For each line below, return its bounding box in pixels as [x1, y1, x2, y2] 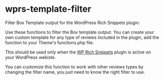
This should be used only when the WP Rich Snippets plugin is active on [5, 49, 151, 55]
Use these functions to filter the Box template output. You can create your [5, 29, 155, 35]
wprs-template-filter [5, 3, 92, 15]
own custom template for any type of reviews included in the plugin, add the [5, 34, 160, 40]
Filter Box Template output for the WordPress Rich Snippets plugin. [5, 20, 140, 26]
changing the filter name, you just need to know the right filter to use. [5, 69, 145, 75]
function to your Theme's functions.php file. [5, 39, 94, 45]
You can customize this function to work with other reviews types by [5, 64, 144, 70]
